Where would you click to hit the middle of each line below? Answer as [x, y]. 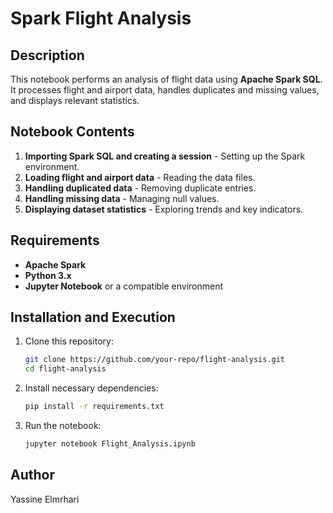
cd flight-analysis [65, 369]
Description [47, 55]
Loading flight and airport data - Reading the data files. [140, 177]
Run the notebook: [63, 426]
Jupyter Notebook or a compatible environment [124, 286]
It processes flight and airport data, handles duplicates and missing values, [165, 90]
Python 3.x [48, 275]
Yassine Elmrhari [45, 499]
